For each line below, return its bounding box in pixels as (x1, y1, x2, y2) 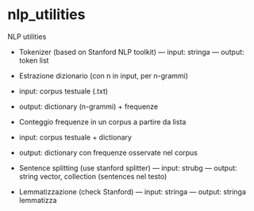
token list (18, 56, 49, 65)
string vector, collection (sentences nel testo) (18, 171, 167, 181)
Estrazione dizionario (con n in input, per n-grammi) (18, 71, 188, 80)
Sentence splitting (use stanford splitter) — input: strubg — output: (18, 163, 237, 172)
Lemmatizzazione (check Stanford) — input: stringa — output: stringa (18, 186, 247, 196)
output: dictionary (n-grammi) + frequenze (18, 102, 159, 111)
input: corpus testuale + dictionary (18, 132, 133, 142)
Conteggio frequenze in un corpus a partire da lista (18, 117, 187, 126)
